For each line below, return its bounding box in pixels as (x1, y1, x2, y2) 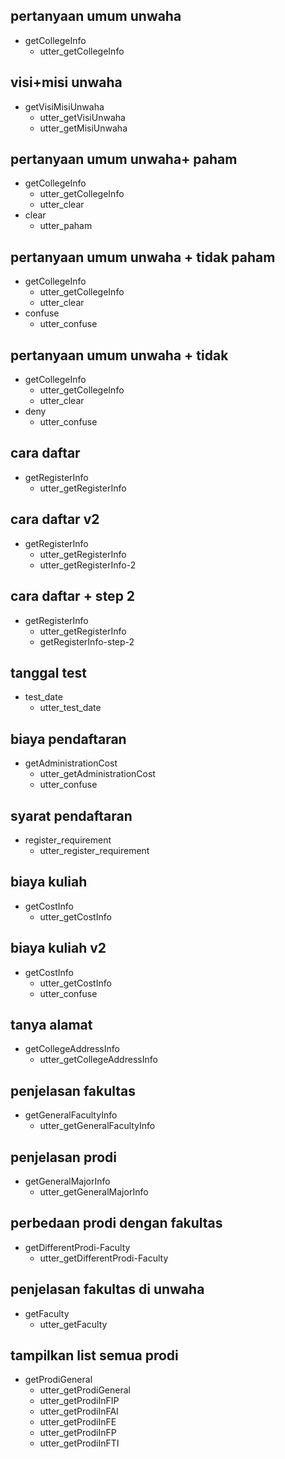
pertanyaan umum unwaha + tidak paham (10, 249, 276, 266)
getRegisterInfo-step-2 (39, 635, 135, 648)
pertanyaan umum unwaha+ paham (10, 151, 238, 168)
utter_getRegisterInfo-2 (39, 559, 137, 571)
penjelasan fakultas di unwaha (10, 1281, 205, 1298)
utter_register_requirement (39, 844, 150, 856)
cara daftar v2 (10, 511, 100, 528)
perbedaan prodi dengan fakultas (10, 1215, 223, 1232)
